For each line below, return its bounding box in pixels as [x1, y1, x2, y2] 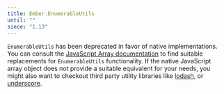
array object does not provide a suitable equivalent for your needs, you [7, 64, 211, 73]
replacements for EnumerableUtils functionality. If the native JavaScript [7, 57, 211, 65]
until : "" [7, 17, 36, 24]
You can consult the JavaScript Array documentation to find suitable [7, 49, 203, 58]
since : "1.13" [7, 23, 49, 30]
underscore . [7, 79, 42, 88]
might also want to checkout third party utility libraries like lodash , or [7, 72, 204, 80]
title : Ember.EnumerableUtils [7, 10, 95, 17]
